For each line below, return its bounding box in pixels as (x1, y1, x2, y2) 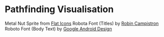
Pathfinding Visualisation (5, 4, 114, 15)
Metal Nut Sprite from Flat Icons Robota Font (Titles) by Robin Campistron (5, 20, 159, 26)
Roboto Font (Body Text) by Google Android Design (5, 25, 112, 31)
